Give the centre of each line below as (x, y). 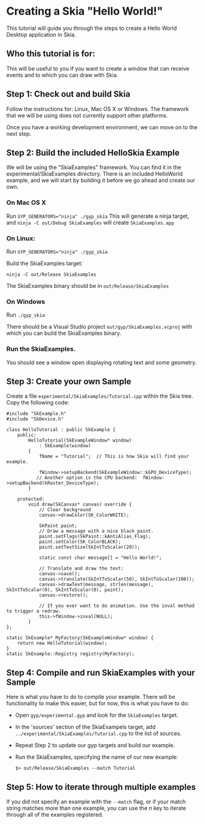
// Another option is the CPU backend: (87, 478)
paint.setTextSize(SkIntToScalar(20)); (89, 547)
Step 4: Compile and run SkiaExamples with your (101, 672)
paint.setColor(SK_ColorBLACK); (80, 542)
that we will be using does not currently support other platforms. (87, 115)
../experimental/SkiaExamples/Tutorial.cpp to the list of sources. (98, 734)
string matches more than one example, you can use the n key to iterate (97, 808)
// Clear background (65, 510)
